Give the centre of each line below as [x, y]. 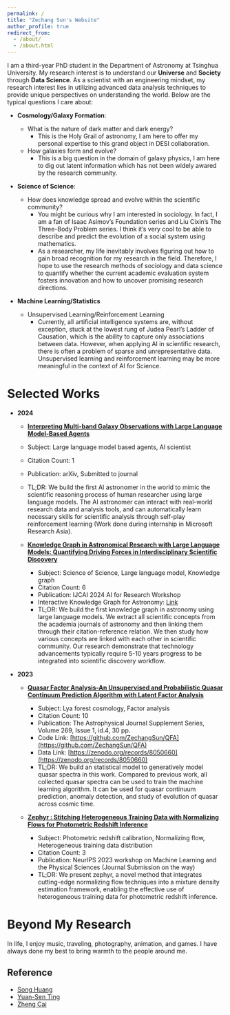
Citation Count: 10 [63, 715]
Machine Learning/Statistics [59, 301]
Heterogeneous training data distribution [95, 845]
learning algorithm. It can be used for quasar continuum [117, 789]
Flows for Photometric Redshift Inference [87, 824]
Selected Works [54, 394]
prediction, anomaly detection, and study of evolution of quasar [128, 796]
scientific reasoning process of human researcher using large [115, 494]
